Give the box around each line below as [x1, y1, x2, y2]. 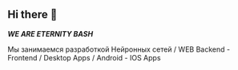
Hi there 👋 [7, 8, 58, 21]
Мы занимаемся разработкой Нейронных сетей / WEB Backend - [7, 45, 230, 54]
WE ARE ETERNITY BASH [7, 29, 94, 38]
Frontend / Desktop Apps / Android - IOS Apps [7, 52, 161, 62]
